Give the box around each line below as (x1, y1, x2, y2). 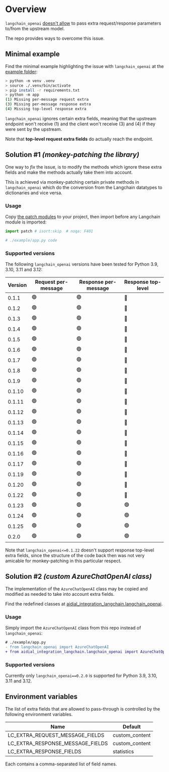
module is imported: (5, 219, 47, 225)
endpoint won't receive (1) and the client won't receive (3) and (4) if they (5, 121, 156, 127)
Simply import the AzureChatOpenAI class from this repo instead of (5, 625, 141, 631)
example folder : (5, 68, 38, 74)
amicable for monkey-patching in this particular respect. (5, 558, 122, 564)
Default (122, 723, 141, 730)
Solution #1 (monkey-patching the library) (5, 150, 140, 159)
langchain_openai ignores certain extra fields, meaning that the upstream (5, 115, 157, 121)
